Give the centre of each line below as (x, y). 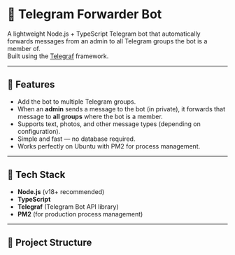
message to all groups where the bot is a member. (90, 116)
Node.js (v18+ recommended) (61, 191)
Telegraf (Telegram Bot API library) (68, 207)
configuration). (39, 131)
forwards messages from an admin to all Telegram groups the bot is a (107, 41)
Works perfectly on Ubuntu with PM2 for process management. (109, 146)
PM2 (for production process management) (80, 214)
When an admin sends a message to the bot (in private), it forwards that (121, 109)
